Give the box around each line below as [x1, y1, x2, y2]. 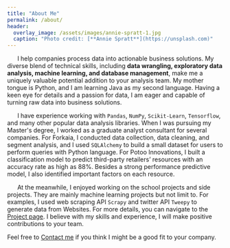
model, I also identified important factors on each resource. [7, 170, 175, 179]
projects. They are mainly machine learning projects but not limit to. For [7, 190, 209, 199]
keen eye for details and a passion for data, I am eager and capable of [7, 91, 206, 100]
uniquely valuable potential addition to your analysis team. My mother [7, 76, 204, 84]
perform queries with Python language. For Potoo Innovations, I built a [7, 148, 206, 157]
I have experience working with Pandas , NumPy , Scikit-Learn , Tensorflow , [16, 111, 221, 120]
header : [7, 23, 30, 30]
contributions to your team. [7, 220, 84, 228]
